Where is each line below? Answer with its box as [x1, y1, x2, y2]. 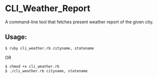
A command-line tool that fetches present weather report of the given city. [5, 19, 154, 25]
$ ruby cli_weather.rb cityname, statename [5, 46, 95, 51]
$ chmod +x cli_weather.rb [5, 64, 60, 69]
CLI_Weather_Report [5, 3, 91, 14]
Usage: [5, 33, 28, 41]
